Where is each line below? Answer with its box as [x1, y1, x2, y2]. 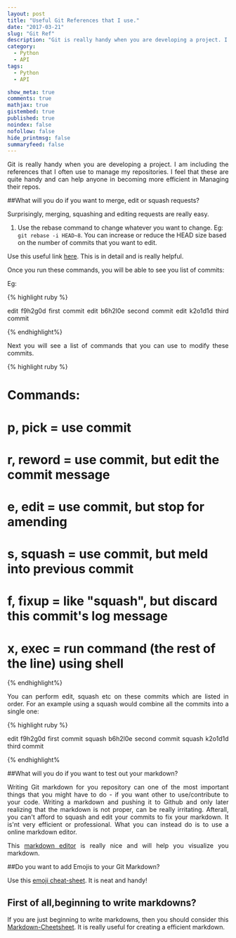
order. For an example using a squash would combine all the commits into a [7, 700, 229, 708]
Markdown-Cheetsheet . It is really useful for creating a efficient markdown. [7, 923, 225, 932]
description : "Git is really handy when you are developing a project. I [7, 37, 228, 44]
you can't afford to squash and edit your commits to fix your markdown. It [7, 813, 229, 821]
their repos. [7, 182, 41, 191]
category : [7, 43, 37, 50]
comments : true [7, 95, 52, 102]
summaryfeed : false [7, 141, 65, 148]
